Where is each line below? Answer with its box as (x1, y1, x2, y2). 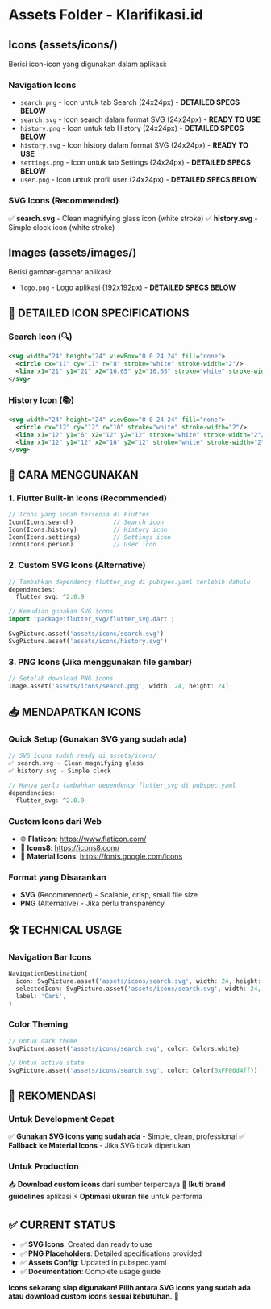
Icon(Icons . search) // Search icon (8, 518, 164, 526)
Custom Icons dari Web (8, 815, 102, 826)
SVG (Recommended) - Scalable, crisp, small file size (19, 890, 198, 900)
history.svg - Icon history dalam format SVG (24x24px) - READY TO (19, 140, 248, 150)
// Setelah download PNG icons (8, 675, 114, 683)
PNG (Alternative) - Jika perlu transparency (19, 898, 165, 909)
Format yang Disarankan (8, 872, 107, 883)
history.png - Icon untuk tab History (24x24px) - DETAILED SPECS (19, 123, 244, 133)
